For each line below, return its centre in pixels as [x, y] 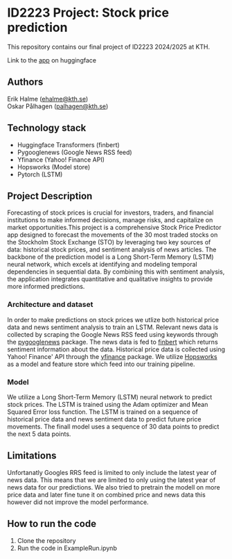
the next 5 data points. [39, 434]
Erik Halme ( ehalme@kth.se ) [48, 99]
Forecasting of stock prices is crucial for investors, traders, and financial [110, 212]
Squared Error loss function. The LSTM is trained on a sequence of [103, 412]
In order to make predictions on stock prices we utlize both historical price [113, 319]
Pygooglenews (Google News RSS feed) [75, 152]
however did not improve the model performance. [78, 502]
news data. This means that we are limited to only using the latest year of [111, 480]
